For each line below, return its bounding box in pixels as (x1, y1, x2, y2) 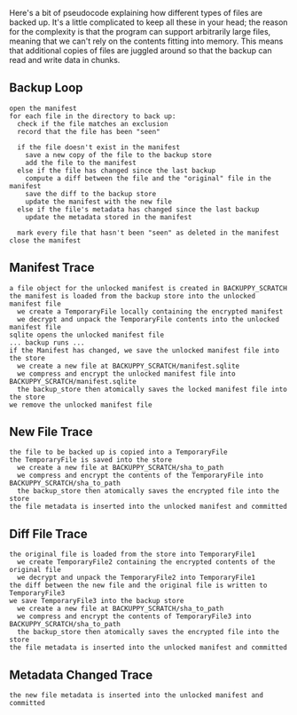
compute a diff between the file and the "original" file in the (25, 173, 272, 183)
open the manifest (9, 104, 77, 113)
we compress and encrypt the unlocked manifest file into (17, 369, 237, 378)
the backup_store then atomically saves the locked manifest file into (17, 385, 288, 393)
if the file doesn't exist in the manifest (17, 142, 180, 152)
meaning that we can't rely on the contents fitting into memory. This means (9, 36, 284, 46)
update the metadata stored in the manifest (25, 212, 192, 221)
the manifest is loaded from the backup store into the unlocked (9, 291, 255, 300)
